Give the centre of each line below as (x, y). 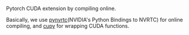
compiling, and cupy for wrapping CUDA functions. (68, 26)
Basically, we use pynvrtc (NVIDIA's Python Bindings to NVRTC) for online (95, 20)
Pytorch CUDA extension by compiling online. (61, 8)
